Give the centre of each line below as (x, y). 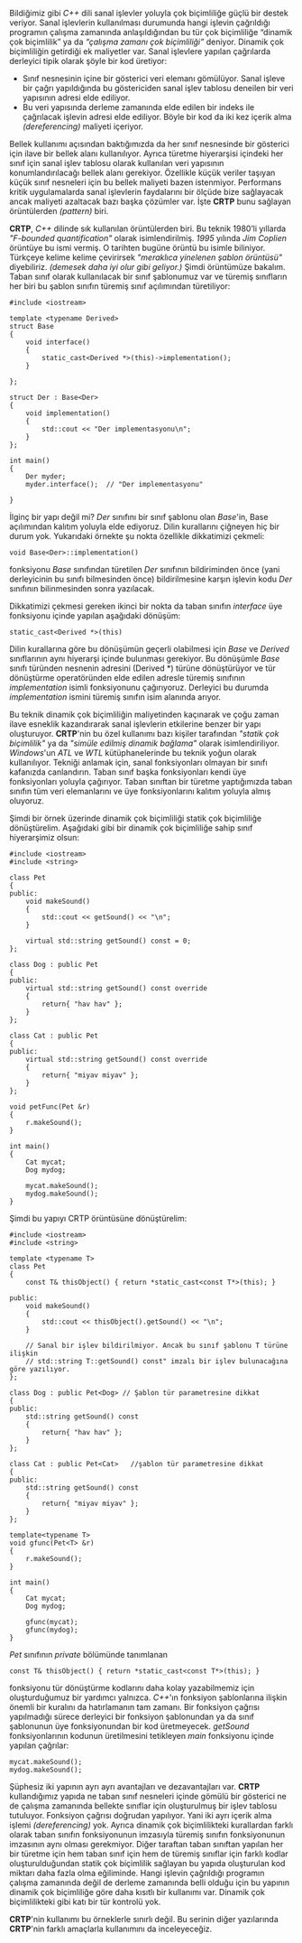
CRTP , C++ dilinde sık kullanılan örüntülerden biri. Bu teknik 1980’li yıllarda (148, 228)
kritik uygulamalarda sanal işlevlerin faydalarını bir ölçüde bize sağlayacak (146, 192)
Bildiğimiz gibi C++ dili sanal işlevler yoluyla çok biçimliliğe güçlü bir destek (149, 13)
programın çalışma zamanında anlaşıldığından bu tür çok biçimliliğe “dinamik (151, 32)
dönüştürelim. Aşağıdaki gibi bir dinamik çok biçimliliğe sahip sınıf (131, 828)
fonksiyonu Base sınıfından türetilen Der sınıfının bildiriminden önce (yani (145, 569)
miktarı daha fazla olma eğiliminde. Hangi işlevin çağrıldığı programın (137, 1873)
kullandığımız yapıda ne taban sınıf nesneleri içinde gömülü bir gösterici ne (148, 1796)
